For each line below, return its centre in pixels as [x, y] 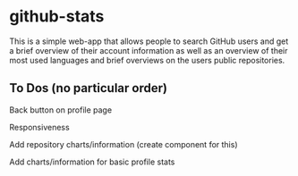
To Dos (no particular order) [89, 88]
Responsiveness [39, 127]
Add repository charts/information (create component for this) [123, 144]
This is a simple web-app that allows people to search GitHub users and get [149, 41]
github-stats [57, 17]
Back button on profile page [61, 110]
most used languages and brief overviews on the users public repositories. [147, 60]
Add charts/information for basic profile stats [92, 162]
